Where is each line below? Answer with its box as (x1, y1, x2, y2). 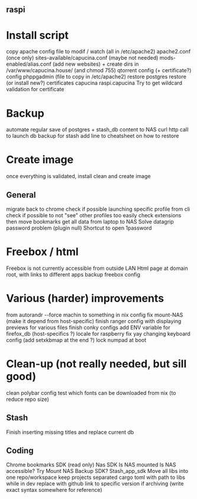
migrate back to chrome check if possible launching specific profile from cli (6, 205, 190, 213)
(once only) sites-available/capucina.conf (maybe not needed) (6, 54, 159, 62)
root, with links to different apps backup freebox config (6, 271, 141, 278)
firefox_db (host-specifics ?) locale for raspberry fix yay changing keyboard (6, 330, 190, 337)
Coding (6, 446, 34, 456)
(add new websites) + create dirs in (52, 60, 139, 67)
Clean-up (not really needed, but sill (6, 358, 187, 371)
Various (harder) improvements (6, 292, 164, 305)
